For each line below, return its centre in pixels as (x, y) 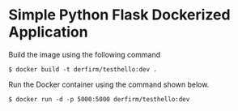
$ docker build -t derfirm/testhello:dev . (83, 69)
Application (48, 32)
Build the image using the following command (85, 54)
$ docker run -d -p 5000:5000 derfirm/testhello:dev (99, 99)
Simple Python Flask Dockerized (119, 15)
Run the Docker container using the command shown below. (109, 84)
